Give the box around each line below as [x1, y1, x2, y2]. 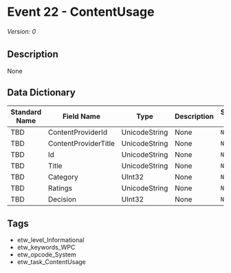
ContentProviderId [47, 127, 108, 137]
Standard [10, 107, 42, 117]
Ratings [47, 183, 73, 193]
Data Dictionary [7, 87, 76, 98]
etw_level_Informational [16, 236, 85, 244]
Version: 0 [7, 27, 36, 35]
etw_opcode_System [16, 250, 77, 259]
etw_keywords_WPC [16, 243, 76, 252]
